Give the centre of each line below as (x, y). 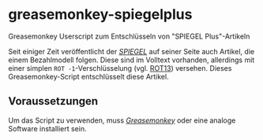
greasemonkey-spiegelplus (100, 15)
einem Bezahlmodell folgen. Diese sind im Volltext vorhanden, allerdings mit (131, 60)
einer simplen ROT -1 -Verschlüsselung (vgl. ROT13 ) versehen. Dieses (120, 68)
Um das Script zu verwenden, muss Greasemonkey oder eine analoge (122, 120)
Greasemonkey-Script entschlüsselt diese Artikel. (88, 76)
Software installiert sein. (47, 128)
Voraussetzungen (53, 101)
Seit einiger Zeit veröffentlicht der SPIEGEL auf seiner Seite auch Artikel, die (131, 51)
